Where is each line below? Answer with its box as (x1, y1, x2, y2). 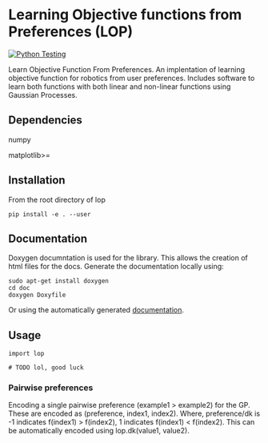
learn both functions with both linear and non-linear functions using (8, 82, 231, 91)
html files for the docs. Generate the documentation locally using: (8, 262, 224, 272)
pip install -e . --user (8, 210, 91, 218)
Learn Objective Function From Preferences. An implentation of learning (8, 64, 246, 74)
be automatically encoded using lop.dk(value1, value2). (8, 426, 190, 436)
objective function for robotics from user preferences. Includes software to (8, 73, 255, 83)
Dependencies (8, 114, 82, 127)
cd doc (8, 284, 30, 292)
